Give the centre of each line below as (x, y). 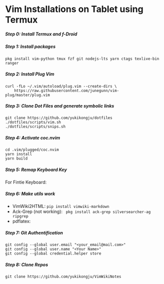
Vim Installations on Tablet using (74, 9)
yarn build (16, 158)
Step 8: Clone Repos (27, 264)
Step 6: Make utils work (30, 194)
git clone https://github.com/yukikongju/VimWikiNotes (63, 277)
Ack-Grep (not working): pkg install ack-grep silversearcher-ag (82, 211)
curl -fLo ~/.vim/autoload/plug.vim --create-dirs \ (61, 86)
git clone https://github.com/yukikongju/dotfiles (59, 118)
